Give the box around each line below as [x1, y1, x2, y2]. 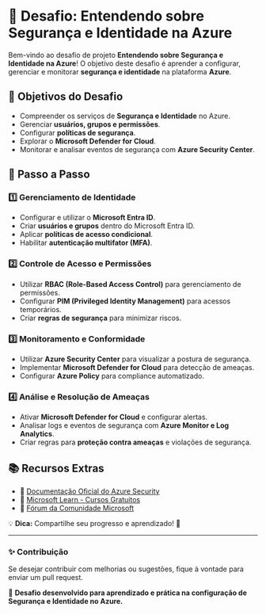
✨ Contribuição [8, 547, 69, 558]
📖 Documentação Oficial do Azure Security [19, 486, 160, 496]
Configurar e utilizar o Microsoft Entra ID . [19, 213, 156, 223]
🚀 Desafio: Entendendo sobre [8, 7, 204, 25]
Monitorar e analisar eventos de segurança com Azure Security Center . [19, 144, 256, 154]
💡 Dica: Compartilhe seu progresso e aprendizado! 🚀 [8, 519, 180, 528]
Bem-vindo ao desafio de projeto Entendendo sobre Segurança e [8, 50, 224, 59]
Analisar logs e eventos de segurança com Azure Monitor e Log [19, 421, 230, 430]
